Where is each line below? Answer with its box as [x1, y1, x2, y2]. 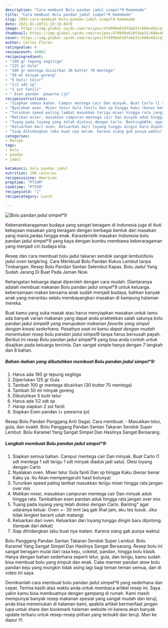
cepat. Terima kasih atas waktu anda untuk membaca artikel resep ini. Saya [5, 585, 160, 591]
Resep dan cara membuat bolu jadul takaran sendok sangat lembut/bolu [5, 253, 153, 259]
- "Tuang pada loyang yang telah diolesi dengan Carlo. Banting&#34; [5, 119, 153, 125]
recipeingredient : [5, 54, 43, 59]
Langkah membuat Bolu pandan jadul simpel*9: [5, 441, 107, 447]
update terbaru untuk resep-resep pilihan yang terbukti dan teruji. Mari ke [5, 611, 157, 617]
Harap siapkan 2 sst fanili [12, 403, 65, 409]
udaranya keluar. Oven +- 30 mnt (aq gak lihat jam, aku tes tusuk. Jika [12, 506, 157, 512]
